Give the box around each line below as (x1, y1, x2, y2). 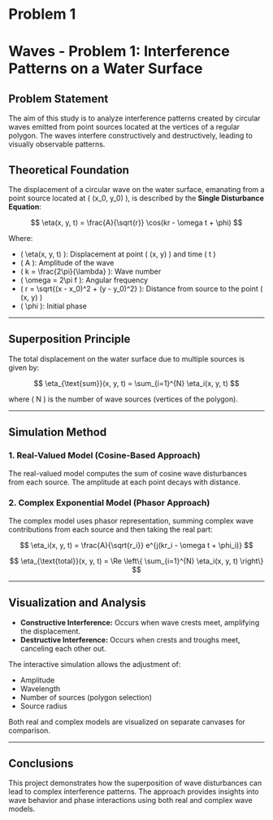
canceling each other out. (19, 643, 107, 653)
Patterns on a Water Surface (8, 59, 203, 78)
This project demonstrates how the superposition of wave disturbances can (8, 778, 262, 788)
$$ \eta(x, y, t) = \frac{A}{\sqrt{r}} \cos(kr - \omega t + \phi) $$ (30, 217, 243, 227)
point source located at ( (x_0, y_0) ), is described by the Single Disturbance (8, 193, 264, 203)
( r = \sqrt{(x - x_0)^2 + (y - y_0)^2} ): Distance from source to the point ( (19, 284, 263, 293)
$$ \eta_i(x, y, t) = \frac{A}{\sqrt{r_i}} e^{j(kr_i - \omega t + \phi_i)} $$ (19, 540, 253, 550)
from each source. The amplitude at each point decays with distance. (8, 477, 241, 487)
